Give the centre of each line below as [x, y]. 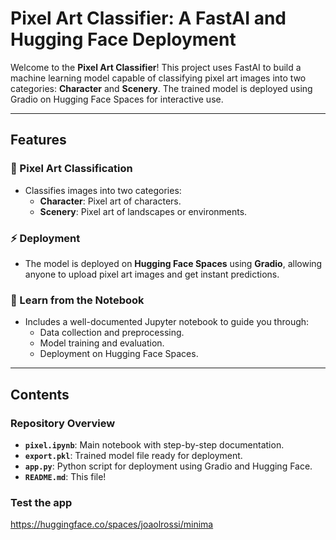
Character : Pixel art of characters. [110, 201]
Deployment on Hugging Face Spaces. [119, 354]
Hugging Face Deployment [123, 39]
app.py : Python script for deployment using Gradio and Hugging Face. [168, 466]
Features [38, 140]
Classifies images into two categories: [103, 190]
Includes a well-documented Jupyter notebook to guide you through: [167, 322]
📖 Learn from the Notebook [77, 300]
